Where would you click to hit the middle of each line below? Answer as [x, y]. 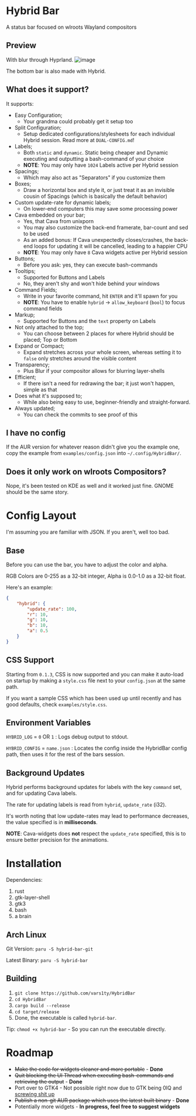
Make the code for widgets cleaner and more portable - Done [89, 1069]
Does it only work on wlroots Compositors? [86, 472]
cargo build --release [42, 1006]
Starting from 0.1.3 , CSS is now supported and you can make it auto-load [95, 674]
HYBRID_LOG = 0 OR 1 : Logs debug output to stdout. [67, 737]
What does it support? [48, 90]
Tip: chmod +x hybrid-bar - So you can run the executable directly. [86, 1029]
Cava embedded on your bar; [50, 215]
